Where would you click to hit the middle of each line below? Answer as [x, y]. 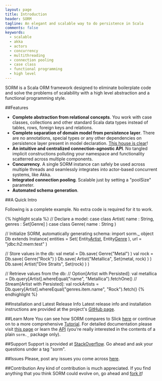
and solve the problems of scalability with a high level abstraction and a [77, 93]
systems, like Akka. [32, 175]
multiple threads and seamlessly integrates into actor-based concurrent [85, 169]
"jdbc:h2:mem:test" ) [26, 244]
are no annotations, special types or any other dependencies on [77, 138]
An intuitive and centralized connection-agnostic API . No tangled [80, 148]
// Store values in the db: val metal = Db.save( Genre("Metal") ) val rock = [79, 253]
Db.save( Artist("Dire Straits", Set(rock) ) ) [47, 264]
